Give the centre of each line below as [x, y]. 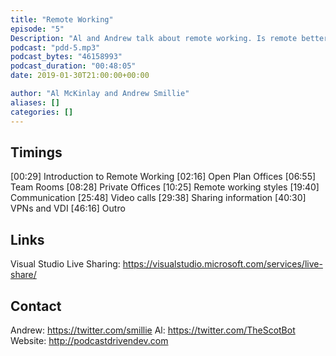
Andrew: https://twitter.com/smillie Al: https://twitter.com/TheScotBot [153, 330]
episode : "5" [37, 29]
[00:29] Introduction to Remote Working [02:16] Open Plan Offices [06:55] [163, 177]
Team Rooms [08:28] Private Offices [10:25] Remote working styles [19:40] [165, 187]
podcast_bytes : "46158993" [66, 57]
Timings [36, 152]
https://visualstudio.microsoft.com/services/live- [222, 264]
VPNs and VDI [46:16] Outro [68, 208]
